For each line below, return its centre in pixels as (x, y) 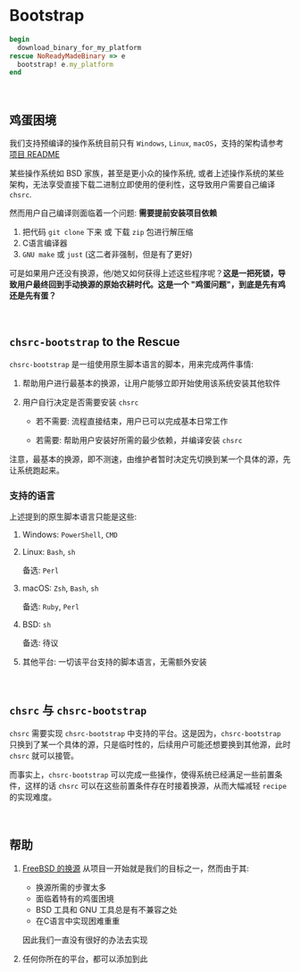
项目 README (35, 155)
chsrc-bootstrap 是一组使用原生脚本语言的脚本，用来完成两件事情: (132, 364)
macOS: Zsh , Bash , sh (60, 588)
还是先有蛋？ (33, 296)
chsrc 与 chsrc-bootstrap (78, 710)
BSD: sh (37, 624)
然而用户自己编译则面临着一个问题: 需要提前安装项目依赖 (113, 213)
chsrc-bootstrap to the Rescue (95, 342)
